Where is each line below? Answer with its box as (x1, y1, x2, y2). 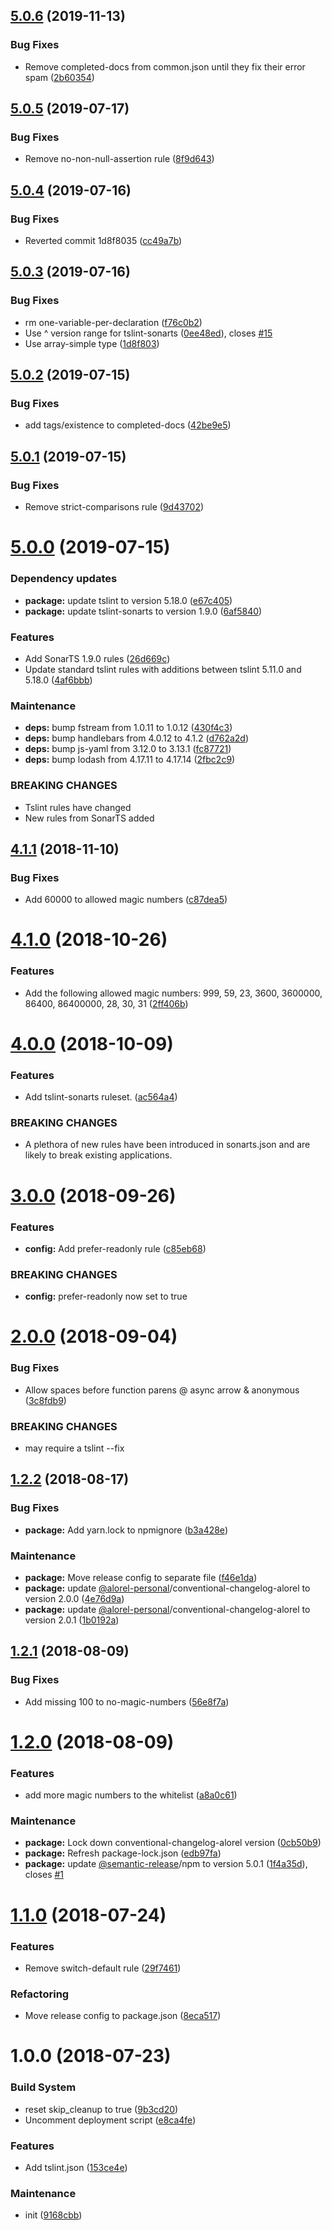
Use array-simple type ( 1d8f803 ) (24, 337, 160, 349)
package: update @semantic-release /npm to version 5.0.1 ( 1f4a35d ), (24, 1858, 308, 1870)
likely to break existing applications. (24, 1149, 173, 1161)
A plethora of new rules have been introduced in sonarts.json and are (24, 1139, 311, 1151)
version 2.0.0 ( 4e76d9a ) (24, 1593, 125, 1604)
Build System (10, 2080, 77, 2094)
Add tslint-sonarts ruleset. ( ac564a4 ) (24, 1091, 178, 1103)
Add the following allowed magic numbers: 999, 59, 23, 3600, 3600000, (24, 987, 323, 999)
